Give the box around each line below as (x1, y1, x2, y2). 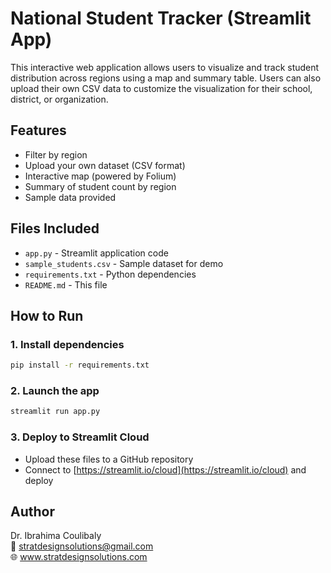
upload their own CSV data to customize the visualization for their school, (10, 82, 313, 94)
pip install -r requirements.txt (10, 360, 150, 371)
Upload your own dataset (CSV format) (24, 159, 186, 171)
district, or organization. (10, 93, 109, 105)
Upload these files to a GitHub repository (24, 453, 194, 465)
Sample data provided (24, 191, 117, 203)
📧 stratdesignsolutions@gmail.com (10, 540, 154, 552)
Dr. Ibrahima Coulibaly (10, 530, 102, 542)
